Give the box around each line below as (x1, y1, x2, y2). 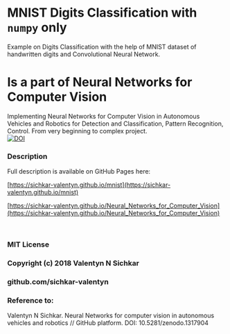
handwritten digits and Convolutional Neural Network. (7, 50, 161, 58)
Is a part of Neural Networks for (7, 74, 193, 90)
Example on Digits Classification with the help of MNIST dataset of (7, 42, 197, 51)
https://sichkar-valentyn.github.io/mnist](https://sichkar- (9, 181, 171, 189)
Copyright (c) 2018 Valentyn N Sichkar (7, 258, 140, 268)
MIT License (7, 240, 50, 249)
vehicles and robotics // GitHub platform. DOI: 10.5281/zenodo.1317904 (7, 319, 209, 327)
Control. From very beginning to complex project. (7, 126, 148, 135)
